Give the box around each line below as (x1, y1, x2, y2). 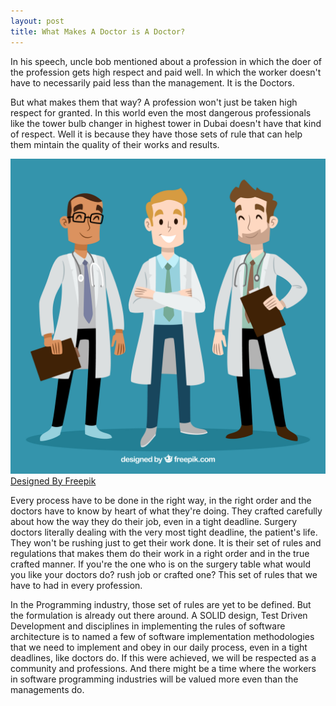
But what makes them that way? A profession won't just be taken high (10, 96, 298, 108)
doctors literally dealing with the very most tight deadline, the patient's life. (10, 526, 318, 538)
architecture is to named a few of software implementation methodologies (10, 630, 315, 642)
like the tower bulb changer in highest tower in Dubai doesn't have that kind (10, 117, 322, 129)
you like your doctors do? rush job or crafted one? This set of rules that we (10, 568, 318, 580)
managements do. (10, 683, 85, 695)
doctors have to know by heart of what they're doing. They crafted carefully (10, 505, 323, 517)
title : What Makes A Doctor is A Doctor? (10, 26, 186, 37)
